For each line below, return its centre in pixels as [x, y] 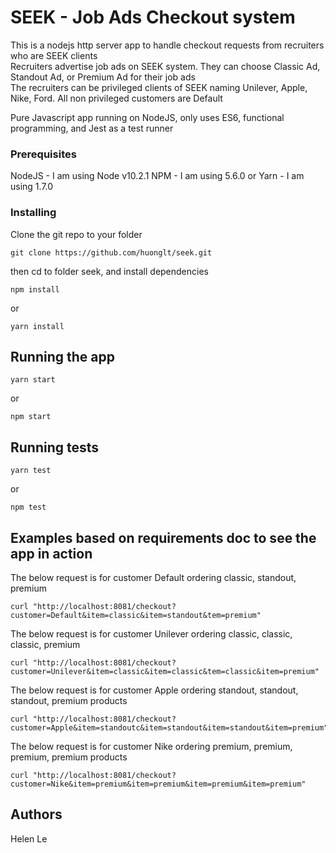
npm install [35, 289]
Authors [36, 814]
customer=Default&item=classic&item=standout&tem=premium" [136, 615]
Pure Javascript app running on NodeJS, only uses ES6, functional [147, 117]
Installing [33, 213]
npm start [31, 417]
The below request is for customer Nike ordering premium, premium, [151, 746]
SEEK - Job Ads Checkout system [153, 17]
